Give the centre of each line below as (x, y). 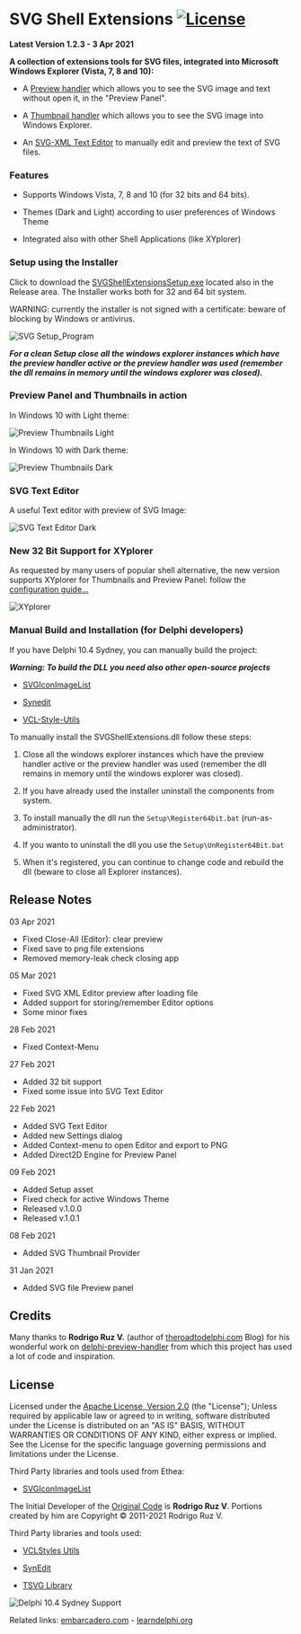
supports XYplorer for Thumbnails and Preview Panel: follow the (128, 580)
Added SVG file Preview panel (78, 1287)
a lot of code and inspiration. (62, 1356)
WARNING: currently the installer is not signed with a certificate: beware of (147, 309)
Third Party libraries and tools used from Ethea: (97, 1471)
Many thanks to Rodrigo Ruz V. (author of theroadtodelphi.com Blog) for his (150, 1338)
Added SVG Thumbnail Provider (81, 1252)
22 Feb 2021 (32, 1108)
